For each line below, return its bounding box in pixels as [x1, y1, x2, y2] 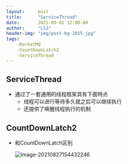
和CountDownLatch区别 [14, 139, 73, 146]
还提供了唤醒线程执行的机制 [23, 106, 91, 113]
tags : [6, 36, 19, 42]
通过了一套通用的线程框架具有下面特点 [14, 91, 108, 98]
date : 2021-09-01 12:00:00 [6, 19, 88, 25]
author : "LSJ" [6, 25, 51, 31]
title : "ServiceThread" [6, 14, 78, 20]
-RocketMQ [17, 42, 41, 48]
